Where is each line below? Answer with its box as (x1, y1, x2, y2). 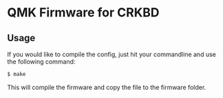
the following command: (7, 58, 76, 66)
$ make (7, 71, 26, 77)
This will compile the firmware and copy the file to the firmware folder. (7, 83, 206, 91)
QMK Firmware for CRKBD (7, 5, 160, 21)
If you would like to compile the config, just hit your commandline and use (7, 50, 217, 58)
